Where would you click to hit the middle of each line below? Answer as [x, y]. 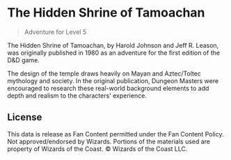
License [25, 117]
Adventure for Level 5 [55, 32]
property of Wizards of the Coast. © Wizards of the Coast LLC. [97, 149]
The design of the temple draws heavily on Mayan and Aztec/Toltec [104, 73]
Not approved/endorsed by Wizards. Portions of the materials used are [109, 141]
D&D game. [24, 60]
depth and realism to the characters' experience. [77, 96]
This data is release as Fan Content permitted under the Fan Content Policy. [115, 134]
